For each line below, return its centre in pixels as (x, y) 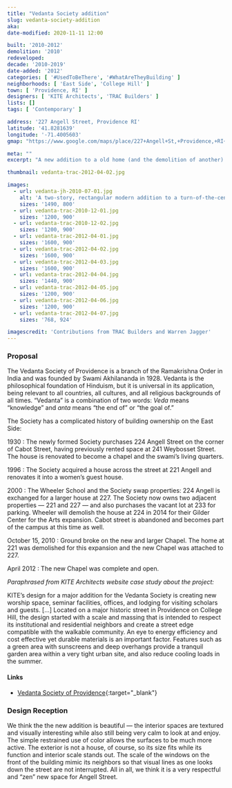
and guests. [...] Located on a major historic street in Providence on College (115, 610)
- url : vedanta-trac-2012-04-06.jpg (66, 300)
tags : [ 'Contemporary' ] (44, 110)
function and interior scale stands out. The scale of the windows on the (108, 755)
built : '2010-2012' (35, 46)
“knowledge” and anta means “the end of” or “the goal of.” (90, 408)
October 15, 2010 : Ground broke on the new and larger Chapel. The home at (116, 541)
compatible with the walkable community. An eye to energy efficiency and (112, 632)
